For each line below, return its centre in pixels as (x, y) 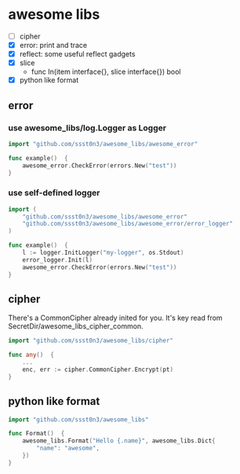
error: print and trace (53, 45)
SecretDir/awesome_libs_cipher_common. (76, 326)
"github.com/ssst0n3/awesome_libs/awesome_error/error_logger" (128, 224)
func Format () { (36, 434)
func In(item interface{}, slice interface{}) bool (106, 72)
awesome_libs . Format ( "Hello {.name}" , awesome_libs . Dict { (119, 441)
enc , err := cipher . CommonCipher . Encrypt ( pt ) (98, 370)
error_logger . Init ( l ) (57, 260)
